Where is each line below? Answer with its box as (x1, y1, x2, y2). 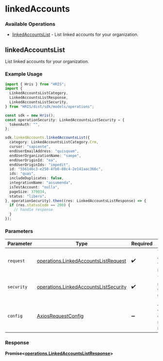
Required (131, 240, 153, 247)
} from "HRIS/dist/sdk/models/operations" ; (5, 104, 95, 109)
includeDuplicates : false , (9, 176, 64, 181)
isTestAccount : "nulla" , (9, 185, 60, 189)
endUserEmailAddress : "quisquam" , (9, 149, 79, 154)
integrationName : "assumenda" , (9, 180, 73, 185)
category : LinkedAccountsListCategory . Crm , (9, 140, 98, 145)
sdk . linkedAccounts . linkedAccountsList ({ (5, 135, 90, 140)
